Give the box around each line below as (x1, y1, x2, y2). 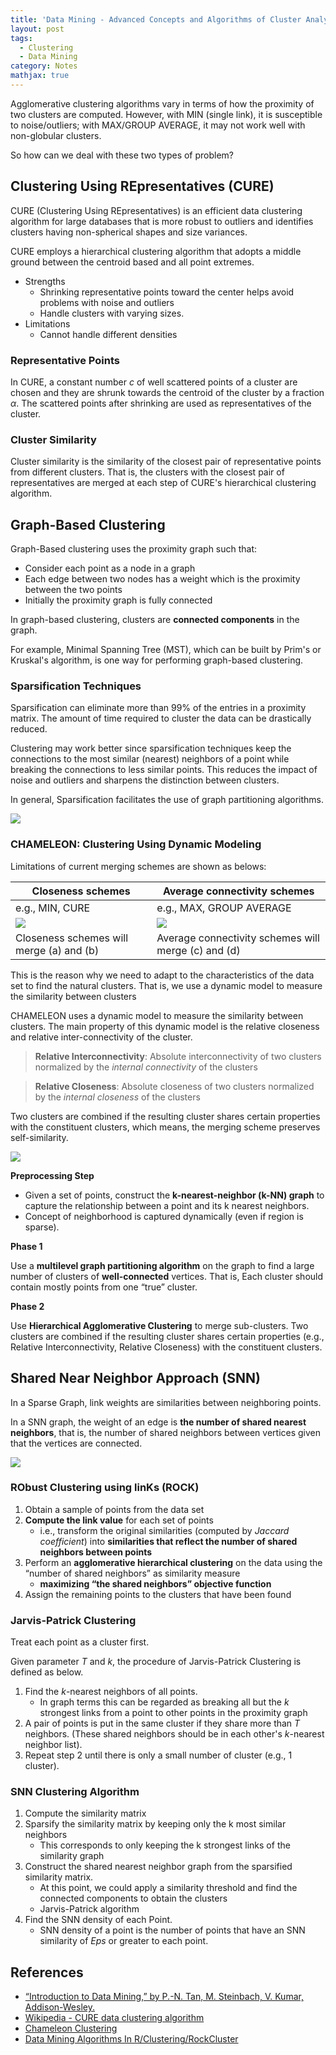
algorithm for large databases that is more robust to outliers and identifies (10, 215, 314, 227)
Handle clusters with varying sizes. (39, 307, 185, 319)
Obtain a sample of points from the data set (24, 1503, 205, 1515)
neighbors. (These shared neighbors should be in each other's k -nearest (24, 1728, 325, 1740)
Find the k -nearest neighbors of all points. (24, 1686, 198, 1698)
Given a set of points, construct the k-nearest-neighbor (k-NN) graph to (24, 1189, 325, 1201)
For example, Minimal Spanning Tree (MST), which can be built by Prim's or (10, 644, 322, 656)
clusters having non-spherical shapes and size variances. (10, 226, 248, 238)
